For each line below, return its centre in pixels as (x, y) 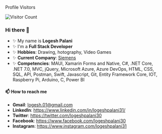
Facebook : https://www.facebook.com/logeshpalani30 (69, 120)
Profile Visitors (20, 7)
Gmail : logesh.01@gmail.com (42, 104)
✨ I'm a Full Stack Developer (42, 47)
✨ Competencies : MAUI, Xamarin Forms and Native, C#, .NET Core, (83, 63)
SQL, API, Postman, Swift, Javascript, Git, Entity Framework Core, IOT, (85, 74)
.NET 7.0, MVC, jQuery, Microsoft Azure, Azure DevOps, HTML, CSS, (83, 69)
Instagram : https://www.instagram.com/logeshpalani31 (69, 126)
